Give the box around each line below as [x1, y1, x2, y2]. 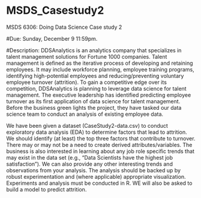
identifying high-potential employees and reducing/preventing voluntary [6, 72, 184, 79]
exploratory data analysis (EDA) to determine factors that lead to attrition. [6, 128, 187, 136]
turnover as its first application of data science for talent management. [6, 97, 181, 105]
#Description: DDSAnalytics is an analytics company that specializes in [6, 46, 182, 54]
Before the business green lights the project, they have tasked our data [6, 104, 182, 111]
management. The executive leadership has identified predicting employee [6, 91, 191, 98]
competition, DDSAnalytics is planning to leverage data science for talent [6, 85, 187, 92]
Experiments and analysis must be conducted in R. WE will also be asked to [6, 179, 193, 187]
